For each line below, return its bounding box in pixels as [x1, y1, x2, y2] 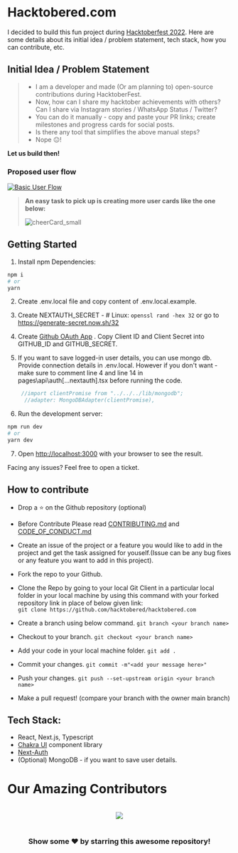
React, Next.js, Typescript [17, 733, 94, 741]
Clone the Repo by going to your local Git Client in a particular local [17, 584, 215, 592]
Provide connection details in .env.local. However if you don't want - [17, 361, 218, 370]
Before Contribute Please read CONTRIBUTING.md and [17, 520, 180, 528]
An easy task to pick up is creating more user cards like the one [24, 197, 216, 205]
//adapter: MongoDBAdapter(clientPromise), [24, 397, 155, 404]
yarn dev [7, 436, 33, 444]
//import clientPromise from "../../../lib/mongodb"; [21, 390, 184, 397]
